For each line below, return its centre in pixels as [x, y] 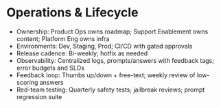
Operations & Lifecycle [72, 13]
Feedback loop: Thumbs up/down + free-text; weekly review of [106, 75]
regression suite [39, 96]
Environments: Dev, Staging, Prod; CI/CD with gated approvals [104, 46]
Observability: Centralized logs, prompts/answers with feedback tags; [115, 60]
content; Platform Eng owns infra [63, 38]
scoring [27, 82]
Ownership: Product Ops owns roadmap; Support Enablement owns [112, 31]
